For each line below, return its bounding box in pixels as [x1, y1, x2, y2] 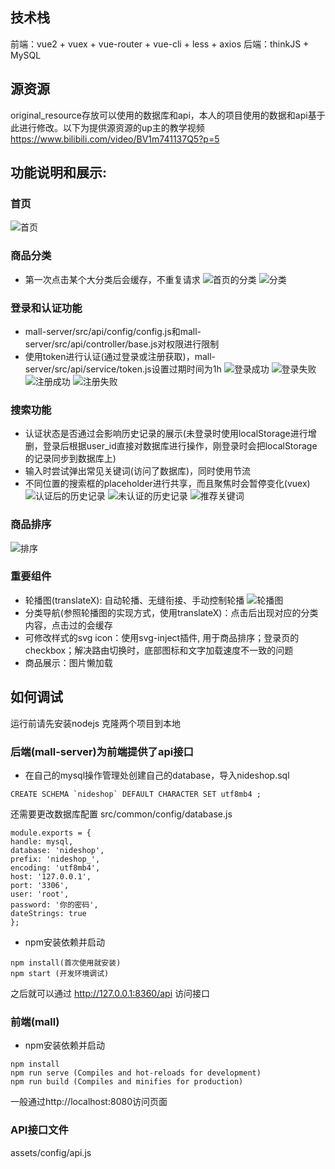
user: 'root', [10, 889, 70, 899]
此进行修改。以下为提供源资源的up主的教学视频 [10, 121, 205, 133]
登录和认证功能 [10, 301, 83, 315]
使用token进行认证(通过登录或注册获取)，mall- [24, 350, 216, 362]
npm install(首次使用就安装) [10, 958, 122, 968]
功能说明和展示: [10, 164, 108, 182]
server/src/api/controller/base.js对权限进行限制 [24, 338, 220, 350]
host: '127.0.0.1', [10, 871, 92, 882]
